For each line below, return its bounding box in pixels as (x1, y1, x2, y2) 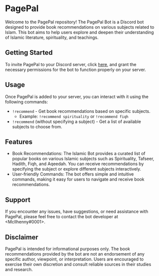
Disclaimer (5, 233, 38, 241)
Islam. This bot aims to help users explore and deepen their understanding (5, 29, 154, 35)
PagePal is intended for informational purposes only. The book (5, 246, 130, 252)
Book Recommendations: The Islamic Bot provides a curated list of (12, 151, 146, 156)
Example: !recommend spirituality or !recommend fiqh (19, 113, 129, 119)
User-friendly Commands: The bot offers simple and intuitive (12, 171, 134, 177)
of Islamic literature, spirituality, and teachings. (5, 34, 99, 40)
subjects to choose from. (12, 123, 62, 129)
